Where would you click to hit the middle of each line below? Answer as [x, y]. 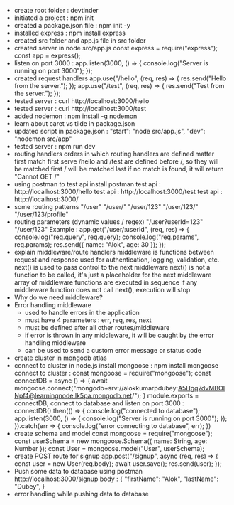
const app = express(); [47, 55]
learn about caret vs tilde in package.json [74, 123]
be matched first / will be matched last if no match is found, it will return [119, 169]
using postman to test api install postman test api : [87, 184]
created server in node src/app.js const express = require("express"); [116, 48]
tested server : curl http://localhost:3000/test [80, 108]
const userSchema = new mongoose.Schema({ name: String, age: [111, 441]
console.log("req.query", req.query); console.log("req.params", [106, 237]
